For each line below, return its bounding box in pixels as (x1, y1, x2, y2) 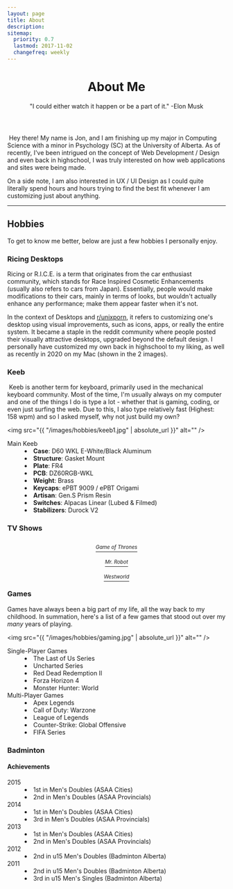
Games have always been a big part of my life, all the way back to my (7, 604, 205, 613)
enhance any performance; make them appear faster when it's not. (7, 299, 199, 307)
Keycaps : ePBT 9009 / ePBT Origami (33, 484, 139, 492)
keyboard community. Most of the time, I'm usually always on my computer (7, 390, 222, 399)
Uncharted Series (33, 662, 83, 670)
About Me (87, 79, 146, 95)
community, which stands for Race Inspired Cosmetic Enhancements (7, 277, 204, 285)
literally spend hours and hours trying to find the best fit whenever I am (7, 184, 210, 192)
